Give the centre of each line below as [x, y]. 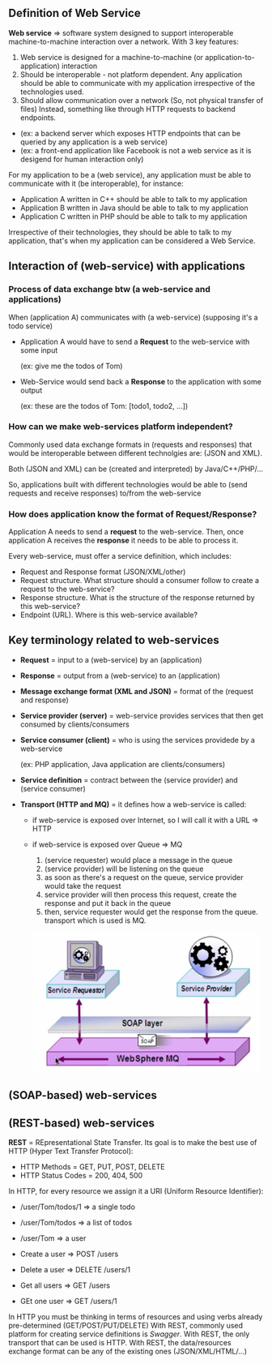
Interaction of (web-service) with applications [127, 266]
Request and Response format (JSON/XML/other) [103, 572]
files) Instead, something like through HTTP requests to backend [128, 109]
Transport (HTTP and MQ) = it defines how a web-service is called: [133, 804]
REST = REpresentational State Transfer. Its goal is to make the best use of [133, 1143]
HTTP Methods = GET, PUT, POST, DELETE [93, 1167]
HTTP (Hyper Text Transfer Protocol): [71, 1152]
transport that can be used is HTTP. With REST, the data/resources [120, 1343]
